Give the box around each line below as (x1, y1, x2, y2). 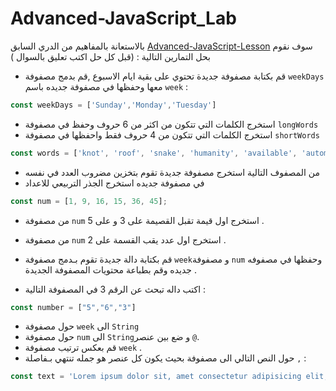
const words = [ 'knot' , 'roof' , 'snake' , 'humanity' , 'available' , (10, 148, 298, 158)
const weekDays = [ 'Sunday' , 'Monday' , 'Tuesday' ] (10, 100, 217, 110)
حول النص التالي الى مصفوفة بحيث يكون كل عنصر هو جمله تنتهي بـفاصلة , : (24, 352, 307, 364)
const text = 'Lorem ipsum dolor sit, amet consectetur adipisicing (10, 372, 302, 382)
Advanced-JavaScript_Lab (10, 7, 237, 30)
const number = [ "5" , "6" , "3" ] (10, 302, 137, 312)
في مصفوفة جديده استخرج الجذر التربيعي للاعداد (24, 177, 205, 189)
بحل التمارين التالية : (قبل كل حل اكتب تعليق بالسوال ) (10, 50, 211, 62)
